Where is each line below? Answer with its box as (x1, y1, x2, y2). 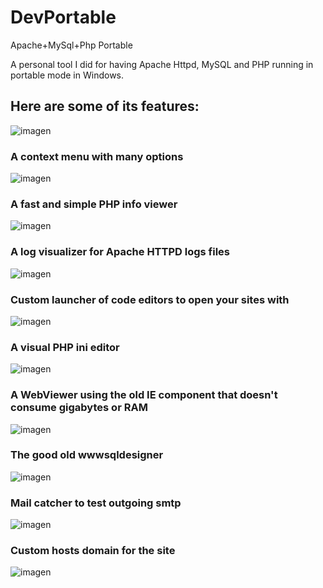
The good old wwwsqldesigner (10, 448, 164, 462)
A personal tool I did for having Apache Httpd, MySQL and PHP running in (10, 58, 314, 70)
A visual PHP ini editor (10, 340, 120, 354)
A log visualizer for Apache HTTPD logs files (10, 245, 230, 259)
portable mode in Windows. (10, 69, 125, 81)
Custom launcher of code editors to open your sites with (10, 292, 290, 306)
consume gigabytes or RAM (10, 401, 148, 415)
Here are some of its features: (10, 98, 200, 115)
